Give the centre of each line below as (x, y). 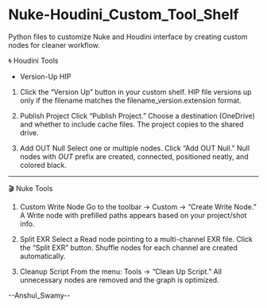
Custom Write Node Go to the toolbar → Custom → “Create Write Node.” (138, 207)
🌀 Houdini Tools (33, 60)
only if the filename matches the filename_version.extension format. (130, 100)
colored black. (43, 165)
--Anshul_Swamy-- (39, 295)
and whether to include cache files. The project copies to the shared (132, 124)
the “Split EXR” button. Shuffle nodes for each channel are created (129, 248)
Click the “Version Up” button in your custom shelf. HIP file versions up (135, 92)
